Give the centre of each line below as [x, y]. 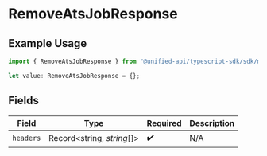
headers [27, 138]
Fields [24, 101]
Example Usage [48, 43]
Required [164, 123]
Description [212, 123]
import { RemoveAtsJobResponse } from [72, 61]
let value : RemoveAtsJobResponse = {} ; [74, 76]
